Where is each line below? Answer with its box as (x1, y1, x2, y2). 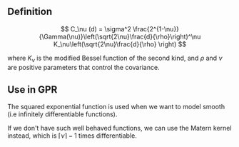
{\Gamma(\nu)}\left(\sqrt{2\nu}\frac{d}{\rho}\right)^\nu (39, 32, 201, 41)
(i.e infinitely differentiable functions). (7, 110, 118, 118)
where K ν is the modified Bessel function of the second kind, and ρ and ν (7, 54, 223, 64)
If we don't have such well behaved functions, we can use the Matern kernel (7, 124, 232, 133)
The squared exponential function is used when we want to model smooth (7, 103, 225, 111)
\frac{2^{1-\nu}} (133, 24, 180, 33)
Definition (7, 6, 52, 18)
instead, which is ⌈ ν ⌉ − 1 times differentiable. (7, 131, 138, 140)
